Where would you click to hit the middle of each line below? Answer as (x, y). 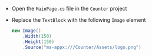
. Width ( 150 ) (37, 36)
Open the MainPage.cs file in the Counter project (69, 9)
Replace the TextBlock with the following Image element (79, 20)
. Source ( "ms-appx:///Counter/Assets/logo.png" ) (82, 47)
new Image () (26, 31)
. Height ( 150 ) (39, 42)
